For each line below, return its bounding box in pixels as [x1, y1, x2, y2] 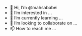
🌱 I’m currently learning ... [9, 15, 63, 20]
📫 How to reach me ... [9, 26, 56, 31]
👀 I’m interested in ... [9, 10, 52, 16]
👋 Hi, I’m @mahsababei [9, 5, 58, 10]
